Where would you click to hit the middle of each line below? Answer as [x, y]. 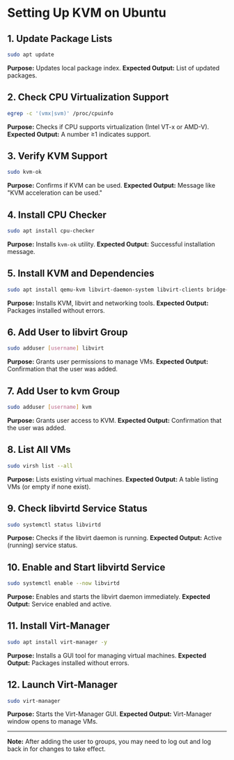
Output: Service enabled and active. [60, 604]
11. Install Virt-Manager [58, 626]
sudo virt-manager [34, 701]
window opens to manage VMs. [53, 722]
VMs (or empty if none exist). [49, 486]
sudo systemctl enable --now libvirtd [63, 583]
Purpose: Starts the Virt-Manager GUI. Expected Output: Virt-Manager [110, 714]
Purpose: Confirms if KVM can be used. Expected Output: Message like [111, 186]
